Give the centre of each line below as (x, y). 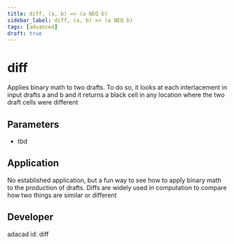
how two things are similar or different (62, 195)
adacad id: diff (28, 234)
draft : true (25, 33)
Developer (30, 217)
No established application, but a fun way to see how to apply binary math (115, 180)
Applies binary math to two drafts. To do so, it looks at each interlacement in (117, 88)
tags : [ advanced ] (33, 27)
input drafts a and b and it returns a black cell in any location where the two (116, 95)
